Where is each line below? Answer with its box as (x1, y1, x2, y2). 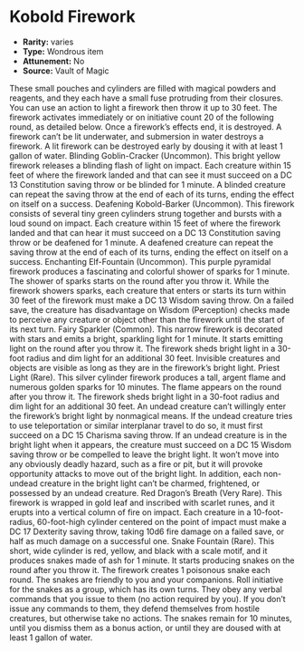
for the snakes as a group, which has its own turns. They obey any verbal (9, 583, 282, 595)
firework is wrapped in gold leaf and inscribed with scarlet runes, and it (9, 497, 275, 508)
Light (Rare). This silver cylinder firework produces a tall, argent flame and (9, 372, 287, 383)
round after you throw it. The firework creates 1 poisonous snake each (9, 564, 271, 575)
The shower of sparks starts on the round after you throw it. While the (9, 275, 270, 287)
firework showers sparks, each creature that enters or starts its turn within (9, 285, 287, 296)
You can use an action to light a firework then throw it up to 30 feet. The (9, 102, 278, 112)
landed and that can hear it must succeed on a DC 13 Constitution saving (9, 227, 281, 238)
